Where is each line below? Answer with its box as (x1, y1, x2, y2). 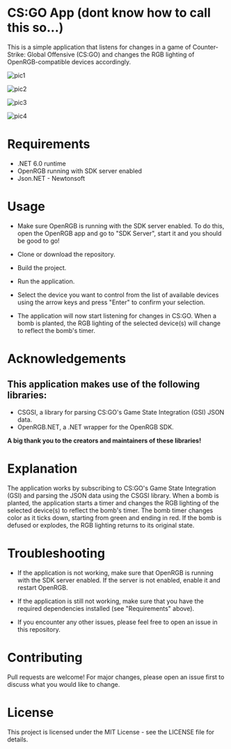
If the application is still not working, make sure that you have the (17, 597, 204, 605)
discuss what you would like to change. (7, 680, 120, 688)
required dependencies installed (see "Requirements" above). (17, 604, 195, 612)
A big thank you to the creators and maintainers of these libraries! (7, 436, 202, 445)
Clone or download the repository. (17, 250, 116, 258)
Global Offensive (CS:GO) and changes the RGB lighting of (26, 50, 195, 59)
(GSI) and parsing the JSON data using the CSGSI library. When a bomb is (7, 491, 219, 500)
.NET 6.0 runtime (17, 159, 66, 168)
